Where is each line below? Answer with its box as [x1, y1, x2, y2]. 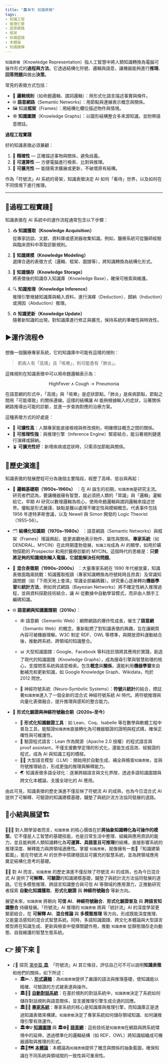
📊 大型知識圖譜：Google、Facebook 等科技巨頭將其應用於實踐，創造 [19, 649, 163, 655]
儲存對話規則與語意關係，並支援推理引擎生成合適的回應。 [19, 997, 138, 1003]
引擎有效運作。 [24, 1018, 55, 1024]
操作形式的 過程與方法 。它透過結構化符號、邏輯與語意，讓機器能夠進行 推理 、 [5, 65, 163, 71]
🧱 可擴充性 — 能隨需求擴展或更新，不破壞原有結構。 [12, 165, 120, 171]
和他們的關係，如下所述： [12, 969, 65, 975]
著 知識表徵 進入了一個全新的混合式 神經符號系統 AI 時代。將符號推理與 [19, 692, 161, 698]
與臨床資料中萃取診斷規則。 [12, 242, 70, 248]
